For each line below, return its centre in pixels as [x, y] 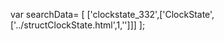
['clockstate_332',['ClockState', [150, 14]
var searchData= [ [47, 14]
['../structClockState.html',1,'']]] [73, 25]
